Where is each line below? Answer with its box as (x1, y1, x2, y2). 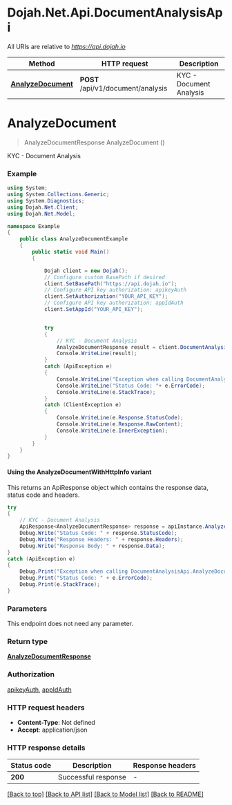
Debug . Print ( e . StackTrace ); (19, 581, 100, 588)
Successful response (57, 773, 126, 782)
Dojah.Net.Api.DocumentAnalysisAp (7, 5, 223, 21)
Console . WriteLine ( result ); (56, 350, 137, 357)
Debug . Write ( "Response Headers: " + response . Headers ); (19, 536, 184, 543)
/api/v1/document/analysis (79, 83, 168, 93)
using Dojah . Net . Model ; (7, 210, 76, 217)
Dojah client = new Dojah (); (43, 267, 128, 274)
